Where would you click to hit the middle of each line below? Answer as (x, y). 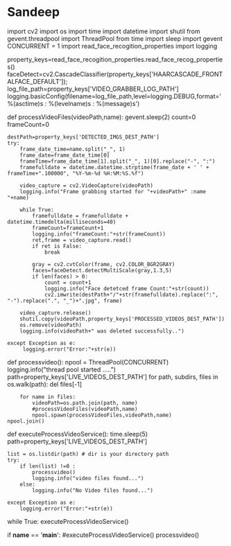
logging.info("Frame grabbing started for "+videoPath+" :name (113, 191)
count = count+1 (68, 282)
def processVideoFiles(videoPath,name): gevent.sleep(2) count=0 (102, 117)
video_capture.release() (55, 312)
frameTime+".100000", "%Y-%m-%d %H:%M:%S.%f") (76, 173)
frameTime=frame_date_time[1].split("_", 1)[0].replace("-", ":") (118, 161)
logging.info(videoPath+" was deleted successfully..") (102, 331)
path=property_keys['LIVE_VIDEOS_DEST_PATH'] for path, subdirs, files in (113, 377)
